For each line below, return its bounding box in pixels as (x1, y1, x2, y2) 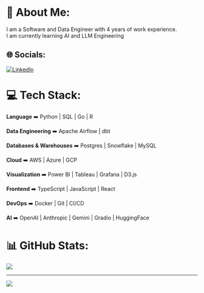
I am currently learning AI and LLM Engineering (6, 32, 124, 39)
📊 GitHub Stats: (6, 238, 89, 252)
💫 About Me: (6, 5, 70, 19)
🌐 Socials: (6, 50, 46, 60)
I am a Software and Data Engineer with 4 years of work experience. (6, 26, 177, 33)
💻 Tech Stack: (6, 88, 81, 102)
